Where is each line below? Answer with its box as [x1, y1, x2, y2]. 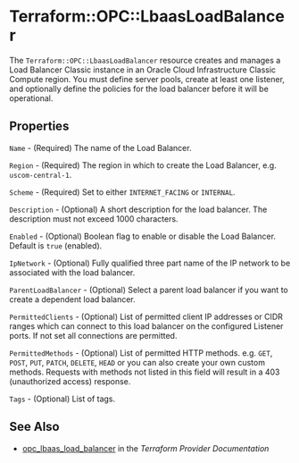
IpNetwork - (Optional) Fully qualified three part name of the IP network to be [9, 257, 291, 268]
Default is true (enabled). [9, 240, 103, 251]
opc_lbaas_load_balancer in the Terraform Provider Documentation [21, 442, 270, 453]
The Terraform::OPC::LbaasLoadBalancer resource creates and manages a [9, 55, 281, 65]
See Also [9, 419, 60, 434]
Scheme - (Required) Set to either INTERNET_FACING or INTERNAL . [9, 186, 236, 198]
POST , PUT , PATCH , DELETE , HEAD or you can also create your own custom [9, 357, 266, 367]
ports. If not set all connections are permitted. [9, 330, 178, 341]
